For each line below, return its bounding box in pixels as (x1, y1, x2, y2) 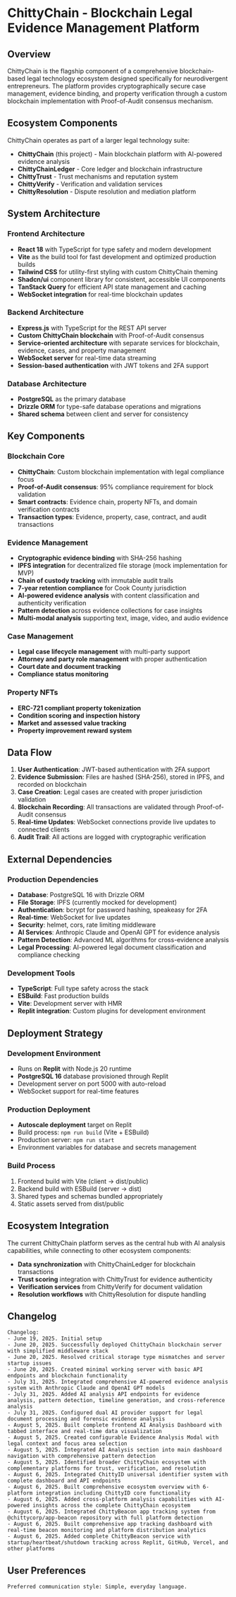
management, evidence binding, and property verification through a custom (7, 90, 228, 97)
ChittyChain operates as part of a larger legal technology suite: (7, 136, 190, 144)
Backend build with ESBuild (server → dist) (17, 1185, 142, 1193)
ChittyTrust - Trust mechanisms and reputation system (17, 172, 178, 181)
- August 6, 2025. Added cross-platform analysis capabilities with (7, 1496, 213, 1503)
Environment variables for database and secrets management (17, 1143, 197, 1152)
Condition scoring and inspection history (17, 711, 141, 720)
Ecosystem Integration (7, 1220, 109, 1232)
